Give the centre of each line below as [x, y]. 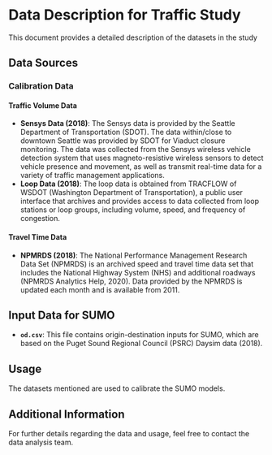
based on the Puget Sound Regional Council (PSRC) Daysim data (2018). [141, 344]
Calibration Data [41, 86]
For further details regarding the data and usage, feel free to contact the [129, 434]
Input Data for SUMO [62, 316]
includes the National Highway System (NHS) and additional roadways [138, 272]
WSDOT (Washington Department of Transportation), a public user [132, 193]
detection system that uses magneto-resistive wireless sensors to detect [142, 158]
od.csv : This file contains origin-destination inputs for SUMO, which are [139, 335]
